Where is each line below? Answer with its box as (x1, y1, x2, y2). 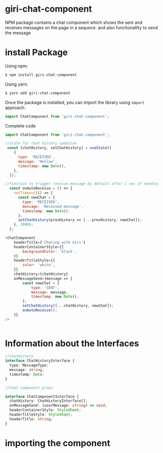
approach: (5, 105, 26, 110)
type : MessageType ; (9, 363, 49, 368)
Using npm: (5, 63, 28, 69)
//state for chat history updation (5, 141, 77, 146)
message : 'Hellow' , (17, 159, 57, 164)
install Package (5, 47, 68, 58)
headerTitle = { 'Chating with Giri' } (14, 240, 86, 245)
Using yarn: (5, 81, 28, 87)
